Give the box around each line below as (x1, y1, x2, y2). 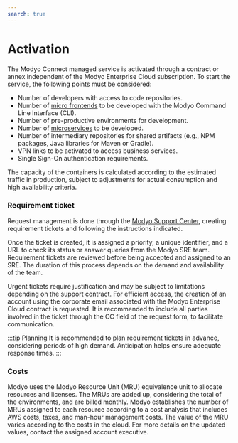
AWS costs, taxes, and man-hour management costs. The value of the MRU (7, 413, 229, 422)
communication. (7, 319, 55, 328)
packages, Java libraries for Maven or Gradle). (17, 139, 154, 147)
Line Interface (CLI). (17, 108, 77, 117)
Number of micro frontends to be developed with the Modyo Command (17, 101, 226, 110)
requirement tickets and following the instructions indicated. (7, 224, 183, 233)
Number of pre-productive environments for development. (17, 116, 188, 124)
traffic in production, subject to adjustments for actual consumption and (7, 175, 218, 183)
